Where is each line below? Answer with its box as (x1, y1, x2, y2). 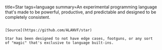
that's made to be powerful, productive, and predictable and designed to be (5, 9, 157, 15)
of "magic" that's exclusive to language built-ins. (5, 40, 114, 45)
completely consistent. (5, 14, 50, 20)
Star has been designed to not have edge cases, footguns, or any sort (5, 36, 153, 41)
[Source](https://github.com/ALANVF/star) (5, 28, 92, 33)
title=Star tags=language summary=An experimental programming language (5, 4, 158, 10)
